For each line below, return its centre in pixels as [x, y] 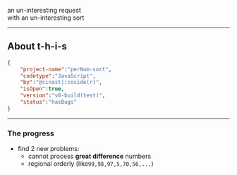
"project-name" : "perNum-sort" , [66, 69]
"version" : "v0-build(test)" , [63, 96]
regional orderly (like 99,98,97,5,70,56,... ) [91, 164]
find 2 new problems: [48, 149]
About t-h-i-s [37, 46]
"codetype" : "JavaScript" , [58, 76]
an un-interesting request [44, 10]
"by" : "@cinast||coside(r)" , [61, 83]
